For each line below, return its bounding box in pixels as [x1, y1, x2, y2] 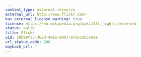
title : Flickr [5, 30, 35, 35]
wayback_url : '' [5, 44, 39, 49]
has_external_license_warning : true [5, 16, 82, 21]
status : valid [5, 26, 35, 31]
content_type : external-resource [5, 7, 76, 12]
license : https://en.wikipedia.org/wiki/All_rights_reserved [5, 21, 136, 26]
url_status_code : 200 [5, 40, 51, 45]
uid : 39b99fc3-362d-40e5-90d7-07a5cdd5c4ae [5, 35, 98, 40]
